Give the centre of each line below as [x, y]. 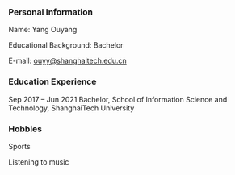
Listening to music [39, 162]
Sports [19, 146]
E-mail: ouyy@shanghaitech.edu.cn [67, 61]
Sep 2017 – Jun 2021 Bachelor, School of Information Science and [118, 99]
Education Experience [52, 81]
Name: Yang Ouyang [43, 30]
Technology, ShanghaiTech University [71, 108]
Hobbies [25, 129]
